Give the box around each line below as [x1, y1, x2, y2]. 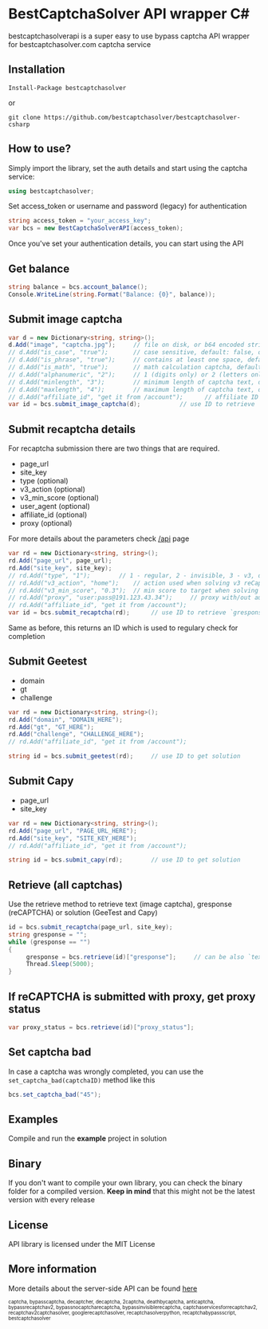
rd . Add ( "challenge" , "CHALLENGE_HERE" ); [8, 731, 145, 739]
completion [8, 632, 45, 641]
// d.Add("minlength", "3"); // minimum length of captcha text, [8, 378, 255, 386]
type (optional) [19, 476, 69, 486]
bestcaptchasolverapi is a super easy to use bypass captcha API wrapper [8, 31, 250, 41]
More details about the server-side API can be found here [8, 1284, 198, 1293]
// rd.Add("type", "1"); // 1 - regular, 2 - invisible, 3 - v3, [8, 571, 255, 579]
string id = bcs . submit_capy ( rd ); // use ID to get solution [8, 856, 241, 864]
